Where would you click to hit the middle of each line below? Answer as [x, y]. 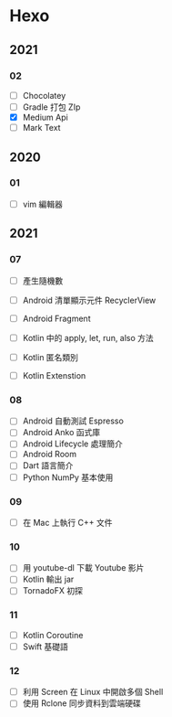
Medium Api [45, 117]
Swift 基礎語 [45, 647]
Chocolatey [44, 95]
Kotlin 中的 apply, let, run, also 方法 [88, 337]
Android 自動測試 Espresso [73, 421]
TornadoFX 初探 [53, 591]
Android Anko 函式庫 [61, 433]
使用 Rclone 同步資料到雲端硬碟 [81, 703]
